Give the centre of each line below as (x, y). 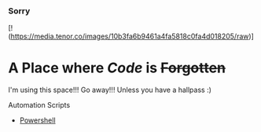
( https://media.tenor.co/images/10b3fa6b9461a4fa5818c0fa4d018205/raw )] (131, 36)
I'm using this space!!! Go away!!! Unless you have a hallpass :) (110, 90)
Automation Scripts (39, 105)
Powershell (38, 120)
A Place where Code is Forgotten (117, 68)
